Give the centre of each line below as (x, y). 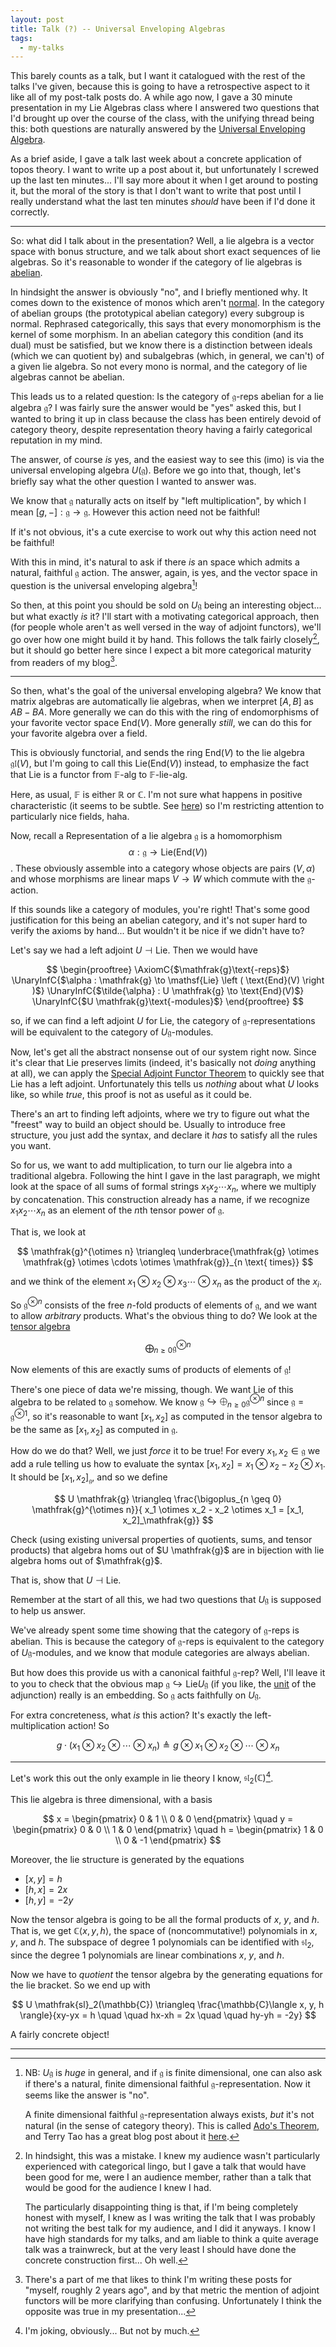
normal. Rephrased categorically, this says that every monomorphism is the (166, 324)
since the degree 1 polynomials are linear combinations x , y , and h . (147, 1955)
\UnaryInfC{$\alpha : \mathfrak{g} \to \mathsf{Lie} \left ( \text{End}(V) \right (168, 980)
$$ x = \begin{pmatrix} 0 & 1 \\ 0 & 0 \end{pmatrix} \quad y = (168, 1819)
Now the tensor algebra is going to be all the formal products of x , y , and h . (165, 1920)
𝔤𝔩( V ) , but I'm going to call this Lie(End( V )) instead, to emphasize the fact (160, 763)
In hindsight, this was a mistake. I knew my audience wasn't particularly (172, 2155)
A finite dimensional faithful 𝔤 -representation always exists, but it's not (169, 2114)
